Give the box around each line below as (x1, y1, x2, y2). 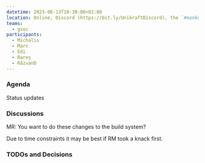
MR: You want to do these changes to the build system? (6, 123, 146, 131)
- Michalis (12, 37, 40, 43)
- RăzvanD (12, 60, 37, 66)
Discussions (6, 109, 44, 118)
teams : (6, 20, 23, 26)
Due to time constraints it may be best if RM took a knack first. (6, 135, 163, 142)
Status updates (6, 94, 45, 101)
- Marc (12, 43, 29, 49)
